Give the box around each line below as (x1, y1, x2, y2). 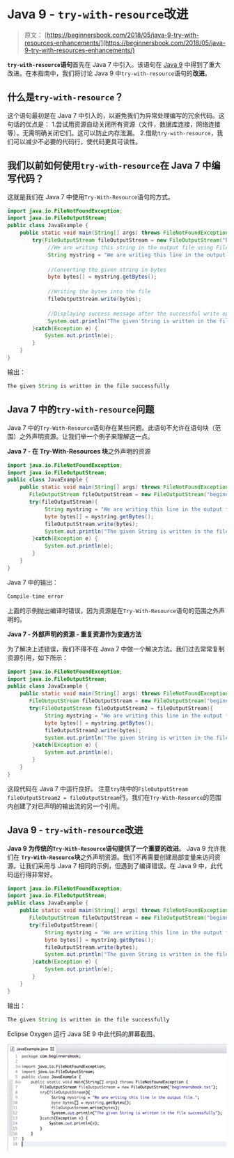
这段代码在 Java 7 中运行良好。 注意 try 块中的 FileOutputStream (7, 785, 189, 793)
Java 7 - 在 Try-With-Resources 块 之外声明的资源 (7, 447, 151, 455)
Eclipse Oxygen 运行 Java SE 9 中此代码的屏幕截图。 (7, 1029, 159, 1038)
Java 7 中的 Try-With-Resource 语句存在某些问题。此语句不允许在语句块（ (7, 423, 215, 432)
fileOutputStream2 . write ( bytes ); (44, 727, 141, 734)
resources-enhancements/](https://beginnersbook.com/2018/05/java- (24, 38, 226, 47)
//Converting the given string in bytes (47, 266, 167, 273)
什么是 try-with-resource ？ (7, 91, 124, 103)
